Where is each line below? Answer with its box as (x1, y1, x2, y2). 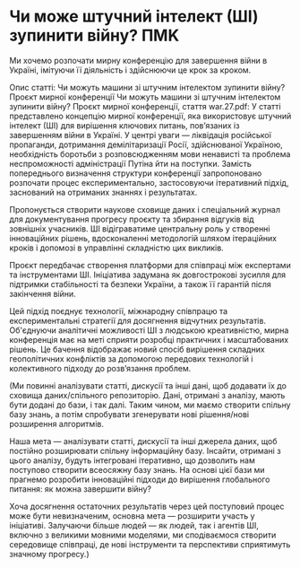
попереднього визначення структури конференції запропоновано (9, 168, 262, 179)
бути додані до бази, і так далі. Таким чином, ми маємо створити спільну (9, 399, 291, 410)
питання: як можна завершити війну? (9, 483, 152, 494)
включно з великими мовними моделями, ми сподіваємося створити (9, 529, 277, 540)
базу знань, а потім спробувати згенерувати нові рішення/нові (9, 408, 249, 419)
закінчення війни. (9, 288, 76, 299)
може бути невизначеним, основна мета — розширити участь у (9, 510, 255, 521)
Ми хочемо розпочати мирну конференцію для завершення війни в (9, 55, 268, 66)
